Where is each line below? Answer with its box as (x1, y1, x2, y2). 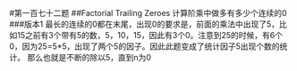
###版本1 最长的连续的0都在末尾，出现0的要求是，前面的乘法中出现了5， (9, 19, 280, 29)
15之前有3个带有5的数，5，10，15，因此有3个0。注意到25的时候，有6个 (16, 30, 284, 40)
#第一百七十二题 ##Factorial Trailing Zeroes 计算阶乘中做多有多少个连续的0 (9, 8, 288, 18)
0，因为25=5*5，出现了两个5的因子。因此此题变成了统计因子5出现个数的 (9, 41, 280, 51)
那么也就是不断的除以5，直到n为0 (26, 52, 152, 62)
